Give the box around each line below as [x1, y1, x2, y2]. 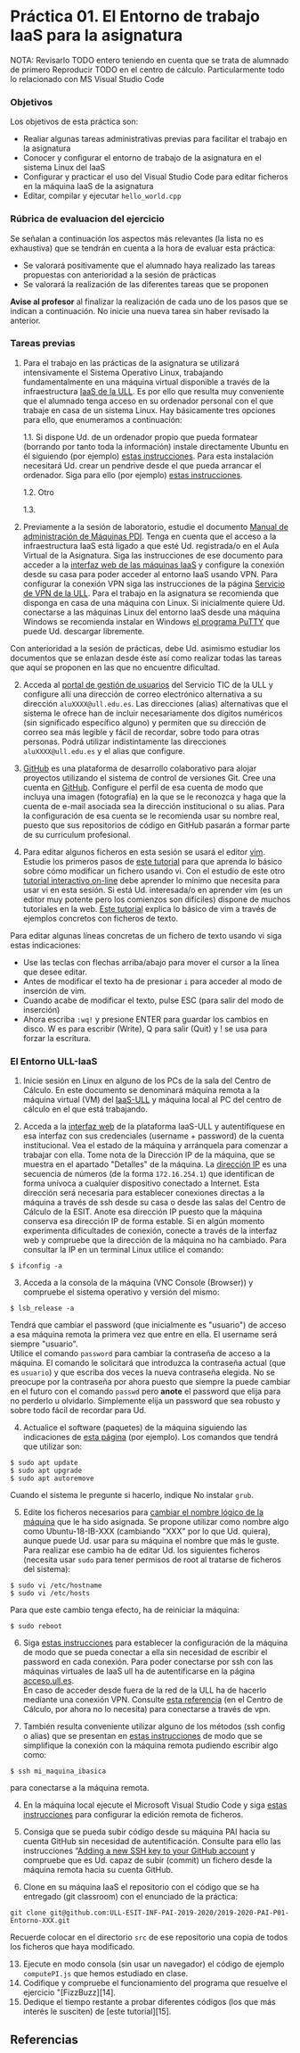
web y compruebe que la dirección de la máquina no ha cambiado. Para [22, 1235, 288, 1246]
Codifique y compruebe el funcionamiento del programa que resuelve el [22, 1978, 288, 1989]
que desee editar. [22, 966, 88, 977]
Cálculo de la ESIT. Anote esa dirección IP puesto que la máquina [22, 1206, 263, 1217]
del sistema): [22, 1564, 70, 1575]
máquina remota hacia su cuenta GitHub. [22, 1865, 174, 1875]
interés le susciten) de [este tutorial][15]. [22, 2006, 172, 2017]
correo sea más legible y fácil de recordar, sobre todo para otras [22, 726, 260, 737]
